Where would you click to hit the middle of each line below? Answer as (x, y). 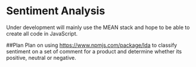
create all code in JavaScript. (42, 33)
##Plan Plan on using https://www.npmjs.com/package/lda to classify (92, 45)
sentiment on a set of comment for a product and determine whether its (94, 51)
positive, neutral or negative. (41, 58)
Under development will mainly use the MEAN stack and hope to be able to (98, 27)
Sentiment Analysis (56, 11)
